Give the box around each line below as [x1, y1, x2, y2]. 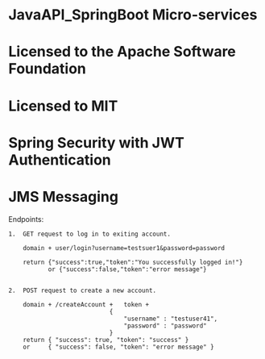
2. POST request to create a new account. [8, 286, 157, 294]
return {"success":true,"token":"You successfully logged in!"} [23, 258, 243, 266]
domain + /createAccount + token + [23, 300, 150, 308]
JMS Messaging [8, 187, 119, 206]
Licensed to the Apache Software [8, 43, 236, 61]
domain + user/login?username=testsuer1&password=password [23, 244, 226, 252]
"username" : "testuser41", [123, 315, 218, 323]
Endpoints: [8, 214, 44, 223]
